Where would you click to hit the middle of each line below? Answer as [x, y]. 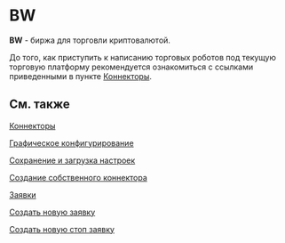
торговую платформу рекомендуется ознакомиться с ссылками [131, 67]
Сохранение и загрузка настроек [72, 160]
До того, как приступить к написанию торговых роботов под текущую [143, 57]
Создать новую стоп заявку [62, 229]
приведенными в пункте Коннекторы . [81, 76]
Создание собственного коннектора [79, 177]
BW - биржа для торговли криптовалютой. [90, 40]
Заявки [23, 194]
